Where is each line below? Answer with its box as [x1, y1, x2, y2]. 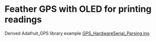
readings [4, 14, 42, 25]
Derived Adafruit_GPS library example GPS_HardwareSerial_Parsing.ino [4, 30, 150, 36]
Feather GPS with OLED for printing [4, 3, 152, 15]
